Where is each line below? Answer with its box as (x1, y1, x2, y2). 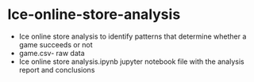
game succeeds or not (18, 39, 93, 49)
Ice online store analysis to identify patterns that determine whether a (18, 32, 247, 41)
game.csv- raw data (18, 48, 85, 58)
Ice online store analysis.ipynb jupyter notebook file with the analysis (18, 57, 244, 66)
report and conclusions (18, 65, 95, 74)
